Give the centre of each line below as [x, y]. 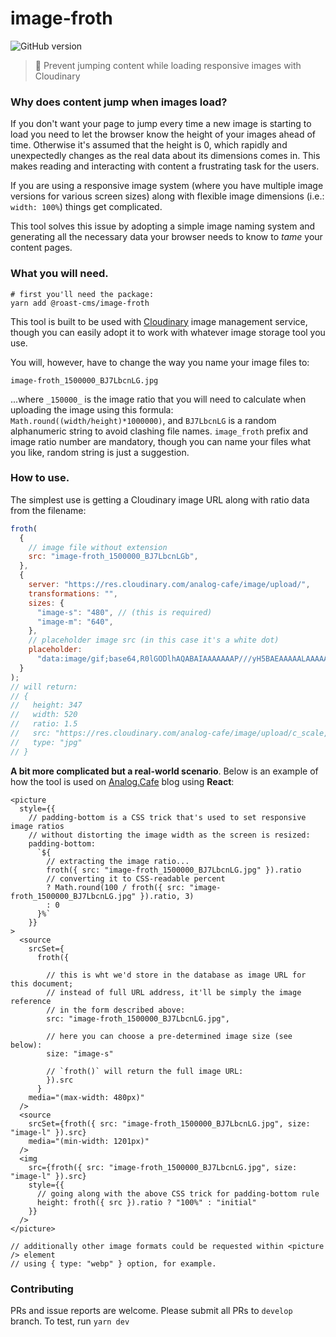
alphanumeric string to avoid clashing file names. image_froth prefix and [159, 431]
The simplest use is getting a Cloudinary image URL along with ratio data [160, 499]
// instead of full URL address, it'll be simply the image [174, 992]
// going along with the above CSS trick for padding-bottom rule [178, 1193]
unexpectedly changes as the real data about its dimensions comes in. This [165, 156]
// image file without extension [98, 547]
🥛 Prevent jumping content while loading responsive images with [168, 65]
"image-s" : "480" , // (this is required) [124, 612]
